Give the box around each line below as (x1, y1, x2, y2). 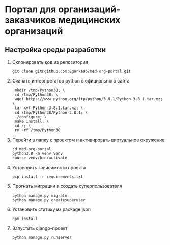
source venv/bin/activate (12, 155, 67, 160)
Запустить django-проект (12, 225, 68, 231)
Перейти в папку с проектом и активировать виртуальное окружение (12, 137, 165, 143)
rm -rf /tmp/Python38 (14, 128, 61, 133)
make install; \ (14, 119, 49, 124)
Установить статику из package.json (12, 206, 91, 212)
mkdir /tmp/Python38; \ (14, 88, 65, 93)
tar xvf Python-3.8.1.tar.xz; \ (14, 105, 83, 111)
